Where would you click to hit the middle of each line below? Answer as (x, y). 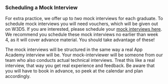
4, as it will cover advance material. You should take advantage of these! (80, 40)
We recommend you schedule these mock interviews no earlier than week (82, 35)
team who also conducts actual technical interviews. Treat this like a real (80, 60)
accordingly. (18, 76)
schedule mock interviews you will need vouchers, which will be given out (82, 24)
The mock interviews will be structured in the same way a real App (74, 50)
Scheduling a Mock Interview (41, 8)
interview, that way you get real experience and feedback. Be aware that (80, 66)
